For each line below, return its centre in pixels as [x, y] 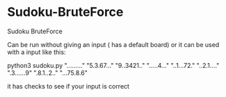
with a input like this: [37, 52]
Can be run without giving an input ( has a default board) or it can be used [113, 44]
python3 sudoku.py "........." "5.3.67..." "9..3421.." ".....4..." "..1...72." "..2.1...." [113, 65]
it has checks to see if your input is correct [68, 86]
